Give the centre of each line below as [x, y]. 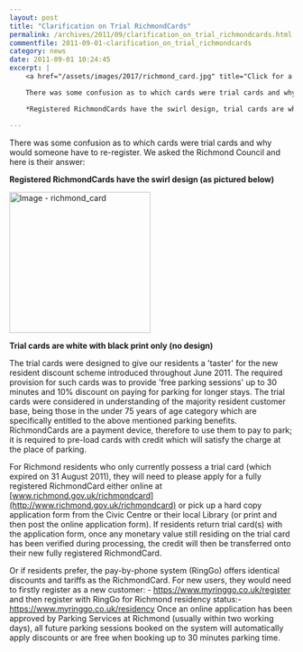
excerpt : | [30, 69]
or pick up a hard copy [220, 505]
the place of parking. [48, 449]
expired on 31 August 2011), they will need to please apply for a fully [135, 476]
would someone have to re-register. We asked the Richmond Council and [145, 152]
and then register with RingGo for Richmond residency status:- [125, 599]
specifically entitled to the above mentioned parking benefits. [123, 420]
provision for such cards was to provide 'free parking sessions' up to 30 [143, 382]
